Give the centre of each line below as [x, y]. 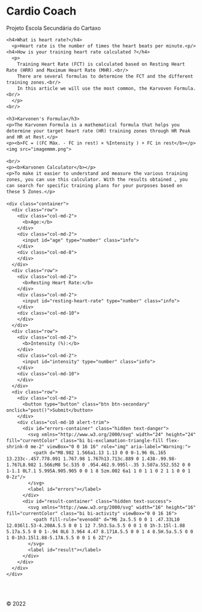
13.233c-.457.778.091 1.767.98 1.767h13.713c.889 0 [73, 459]
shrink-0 [17, 447]
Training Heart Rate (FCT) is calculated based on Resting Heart [101, 64]
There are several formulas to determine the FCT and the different [105, 76]
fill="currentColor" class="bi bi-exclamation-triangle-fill [85, 440]
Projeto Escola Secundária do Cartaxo [54, 28]
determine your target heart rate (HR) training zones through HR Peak [98, 131]
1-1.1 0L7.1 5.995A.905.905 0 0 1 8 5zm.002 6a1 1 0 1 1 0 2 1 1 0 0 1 [98, 471]
